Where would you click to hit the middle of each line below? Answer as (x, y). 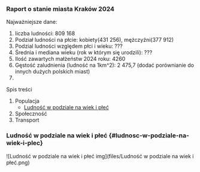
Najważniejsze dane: (32, 22)
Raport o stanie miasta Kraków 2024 (60, 9)
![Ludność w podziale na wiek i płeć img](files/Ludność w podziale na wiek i (100, 156)
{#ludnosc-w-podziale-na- (149, 136)
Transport (27, 120)
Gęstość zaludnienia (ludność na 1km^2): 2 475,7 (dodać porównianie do (104, 65)
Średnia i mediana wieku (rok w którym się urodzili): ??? (84, 53)
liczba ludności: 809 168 (45, 33)
